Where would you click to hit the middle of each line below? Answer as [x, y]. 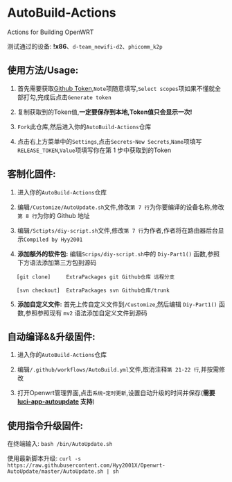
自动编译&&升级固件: [51, 336]
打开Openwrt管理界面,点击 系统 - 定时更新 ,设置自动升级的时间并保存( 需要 [116, 393]
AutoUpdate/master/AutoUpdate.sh [55, 472]
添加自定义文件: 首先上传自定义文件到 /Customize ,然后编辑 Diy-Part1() [117, 304]
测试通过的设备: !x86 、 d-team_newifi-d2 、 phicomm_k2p [85, 46]
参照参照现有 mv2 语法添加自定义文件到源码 [86, 313]
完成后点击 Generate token [74, 97]
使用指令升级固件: [45, 425]
